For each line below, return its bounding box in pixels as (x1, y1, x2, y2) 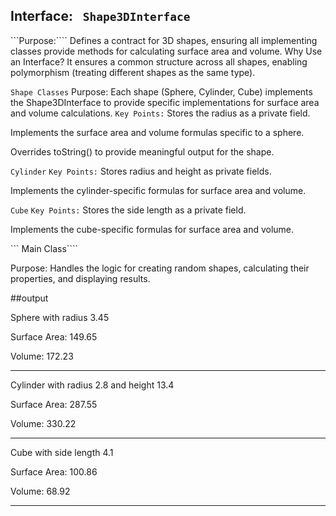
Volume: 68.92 (10, 485, 71, 497)
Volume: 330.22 (10, 417, 77, 429)
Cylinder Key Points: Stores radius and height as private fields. (10, 165, 272, 177)
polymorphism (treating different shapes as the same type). (10, 66, 256, 78)
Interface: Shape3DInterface (10, 8, 191, 25)
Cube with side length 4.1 (10, 446, 114, 458)
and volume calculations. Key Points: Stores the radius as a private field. (10, 107, 311, 119)
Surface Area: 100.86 (10, 465, 98, 478)
